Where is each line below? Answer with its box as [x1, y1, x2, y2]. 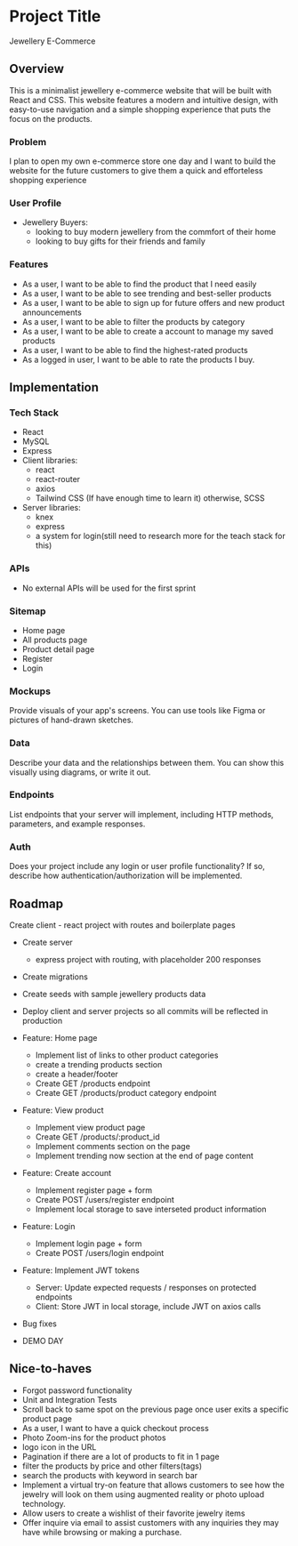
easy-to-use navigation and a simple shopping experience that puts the [9, 104, 271, 115]
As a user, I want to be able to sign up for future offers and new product [21, 297, 286, 308]
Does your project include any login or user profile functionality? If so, [9, 861, 265, 872]
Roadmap [9, 896, 64, 911]
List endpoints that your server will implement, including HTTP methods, [9, 809, 274, 819]
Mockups [9, 685, 52, 697]
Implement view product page [35, 1122, 146, 1132]
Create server [21, 937, 73, 947]
